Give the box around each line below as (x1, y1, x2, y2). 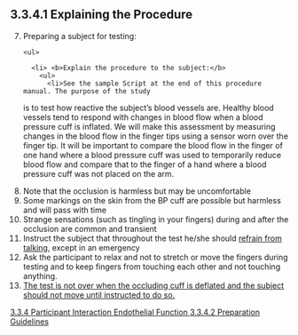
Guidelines (10, 315, 50, 327)
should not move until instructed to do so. (22, 289, 176, 300)
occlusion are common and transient (22, 223, 158, 234)
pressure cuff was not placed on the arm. (22, 168, 175, 179)
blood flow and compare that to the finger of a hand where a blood (22, 159, 267, 170)
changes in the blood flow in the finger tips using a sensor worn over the (22, 131, 289, 141)
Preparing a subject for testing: (22, 30, 137, 41)
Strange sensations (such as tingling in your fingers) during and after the (22, 213, 289, 225)
